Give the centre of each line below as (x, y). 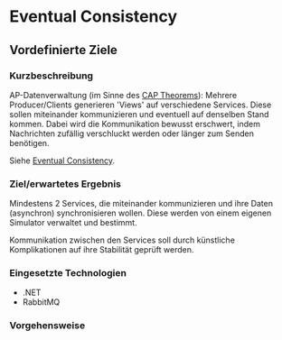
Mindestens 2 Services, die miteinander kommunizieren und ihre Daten (141, 204)
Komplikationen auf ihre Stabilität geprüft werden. (102, 250)
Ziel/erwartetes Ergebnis (66, 184)
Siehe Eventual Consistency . (62, 161)
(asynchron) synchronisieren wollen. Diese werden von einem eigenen (141, 213)
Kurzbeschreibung (51, 76)
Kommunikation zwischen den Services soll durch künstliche (122, 240)
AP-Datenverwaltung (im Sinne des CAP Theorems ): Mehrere (123, 95)
